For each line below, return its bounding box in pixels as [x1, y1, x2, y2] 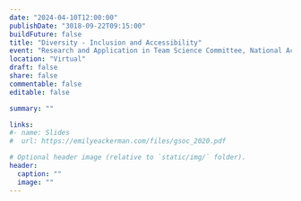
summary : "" [9, 104, 54, 113]
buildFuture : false [9, 29, 82, 38]
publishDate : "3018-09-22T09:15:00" [9, 21, 146, 30]
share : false [9, 71, 58, 80]
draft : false [9, 63, 58, 72]
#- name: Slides [9, 129, 70, 138]
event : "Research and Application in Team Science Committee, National [9, 46, 282, 55]
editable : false [9, 88, 70, 96]
